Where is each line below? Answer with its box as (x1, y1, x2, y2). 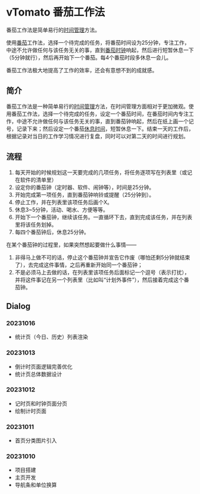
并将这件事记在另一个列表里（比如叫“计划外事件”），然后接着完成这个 (14, 276, 185, 283)
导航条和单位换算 (14, 481, 57, 489)
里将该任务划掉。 (14, 221, 57, 228)
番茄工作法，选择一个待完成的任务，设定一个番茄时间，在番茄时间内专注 (11, 110, 189, 117)
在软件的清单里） (14, 176, 57, 183)
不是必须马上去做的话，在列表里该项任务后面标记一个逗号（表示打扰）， (14, 268, 190, 276)
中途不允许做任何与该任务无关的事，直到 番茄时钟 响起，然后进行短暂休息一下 (6, 46, 194, 54)
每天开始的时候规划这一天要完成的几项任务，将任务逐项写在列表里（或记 (14, 168, 192, 176)
